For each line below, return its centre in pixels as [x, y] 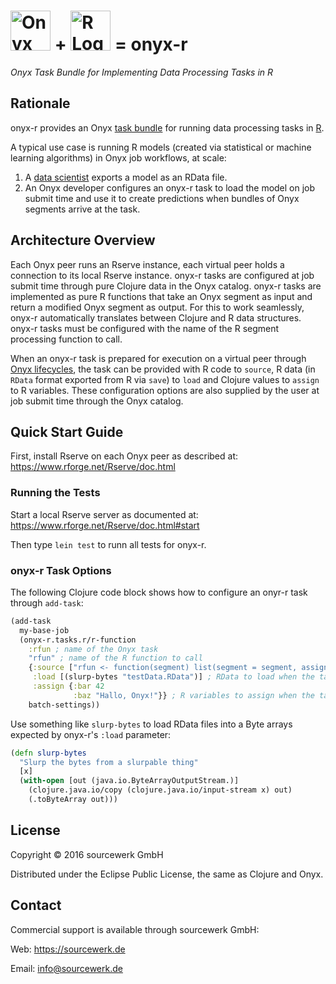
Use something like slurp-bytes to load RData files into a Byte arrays [151, 724]
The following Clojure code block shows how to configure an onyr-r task [159, 592]
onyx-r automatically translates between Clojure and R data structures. [156, 317]
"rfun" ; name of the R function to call [115, 658]
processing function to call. [66, 339]
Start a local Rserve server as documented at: [104, 514]
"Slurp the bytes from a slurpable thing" [109, 762]
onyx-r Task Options [61, 570]
